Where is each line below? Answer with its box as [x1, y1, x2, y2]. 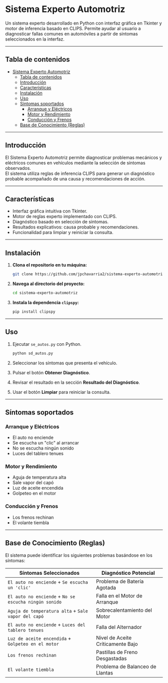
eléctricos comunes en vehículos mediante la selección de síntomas [5, 159, 146, 166]
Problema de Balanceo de [95, 663, 156, 670]
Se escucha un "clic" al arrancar [12, 440, 79, 446]
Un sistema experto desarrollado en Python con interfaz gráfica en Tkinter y [5, 20, 162, 26]
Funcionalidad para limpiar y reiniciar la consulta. [12, 230, 113, 236]
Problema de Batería [95, 578, 144, 585]
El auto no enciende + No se [7, 593, 75, 600]
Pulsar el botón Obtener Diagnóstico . [12, 369, 90, 375]
